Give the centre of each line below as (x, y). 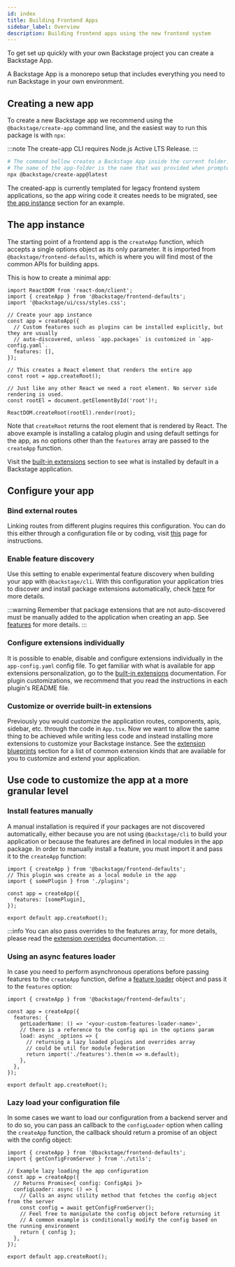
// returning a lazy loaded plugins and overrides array (111, 1043)
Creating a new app (51, 103)
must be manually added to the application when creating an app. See (108, 617)
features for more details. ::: (47, 625)
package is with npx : (36, 135)
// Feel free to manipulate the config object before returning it (120, 1214)
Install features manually (50, 811)
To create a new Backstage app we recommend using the (90, 120)
